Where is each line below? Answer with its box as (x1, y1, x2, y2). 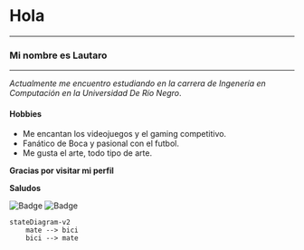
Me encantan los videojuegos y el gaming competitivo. (22, 129, 227, 139)
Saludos (9, 183, 42, 194)
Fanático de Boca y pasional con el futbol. (22, 138, 179, 149)
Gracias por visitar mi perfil (9, 165, 115, 177)
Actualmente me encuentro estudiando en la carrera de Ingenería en (9, 78, 267, 89)
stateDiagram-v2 (9, 218, 71, 227)
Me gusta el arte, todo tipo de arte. (22, 148, 152, 159)
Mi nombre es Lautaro (9, 49, 108, 62)
